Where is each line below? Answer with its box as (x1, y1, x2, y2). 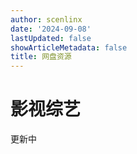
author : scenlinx (10, 14, 83, 25)
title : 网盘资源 (10, 52, 72, 62)
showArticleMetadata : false (10, 42, 128, 53)
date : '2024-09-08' (10, 24, 92, 34)
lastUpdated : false (10, 33, 92, 43)
